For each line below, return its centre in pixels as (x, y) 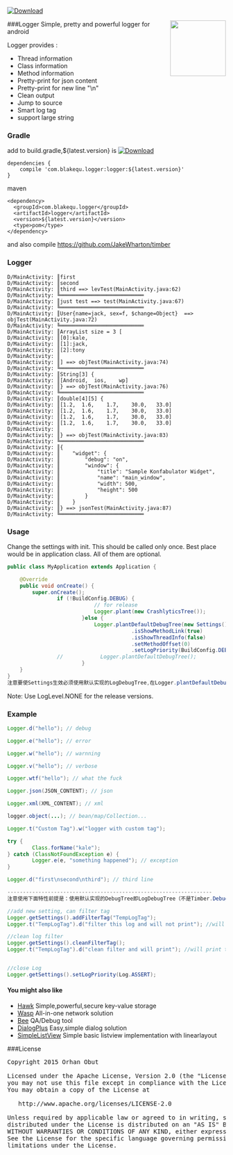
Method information (45, 73)
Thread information (45, 58)
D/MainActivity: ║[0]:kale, (48, 338)
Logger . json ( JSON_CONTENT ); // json (60, 791)
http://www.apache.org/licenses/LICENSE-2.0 (95, 1104)
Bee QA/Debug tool (45, 1021)
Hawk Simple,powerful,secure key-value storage (87, 1006)
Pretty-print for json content (57, 81)
